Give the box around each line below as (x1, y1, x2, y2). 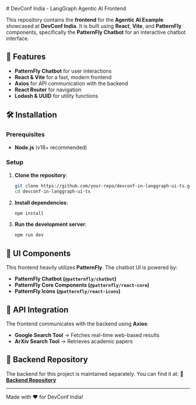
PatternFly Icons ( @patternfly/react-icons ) (14, 288, 121, 295)
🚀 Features (6, 52, 46, 62)
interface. (6, 35, 29, 42)
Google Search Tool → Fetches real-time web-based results (14, 331, 160, 338)
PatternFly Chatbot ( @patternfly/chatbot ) (14, 275, 117, 283)
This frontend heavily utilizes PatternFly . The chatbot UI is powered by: (6, 264, 178, 271)
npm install (14, 210, 44, 216)
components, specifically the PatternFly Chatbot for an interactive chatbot (6, 29, 186, 36)
